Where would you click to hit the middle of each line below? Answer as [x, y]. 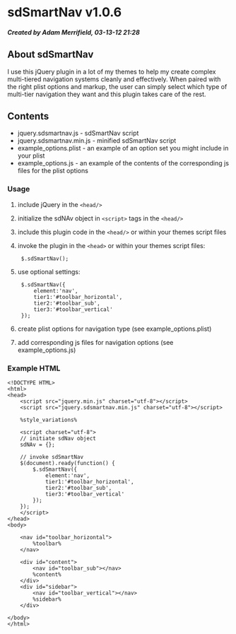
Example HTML [34, 368]
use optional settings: [49, 271]
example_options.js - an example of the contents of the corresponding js [123, 163]
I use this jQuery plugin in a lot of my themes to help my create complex [112, 71]
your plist [31, 155]
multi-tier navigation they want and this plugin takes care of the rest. [107, 94]
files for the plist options [53, 171]
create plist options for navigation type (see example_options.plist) [114, 329]
